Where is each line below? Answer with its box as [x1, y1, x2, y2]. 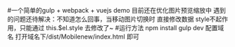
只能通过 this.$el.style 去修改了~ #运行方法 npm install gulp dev [19, 24, 204, 32]
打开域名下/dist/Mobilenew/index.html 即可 [15, 32, 139, 41]
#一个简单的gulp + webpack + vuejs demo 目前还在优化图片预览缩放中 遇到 [7, 6, 227, 14]
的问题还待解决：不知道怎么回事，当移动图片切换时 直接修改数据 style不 [7, 15, 216, 23]
